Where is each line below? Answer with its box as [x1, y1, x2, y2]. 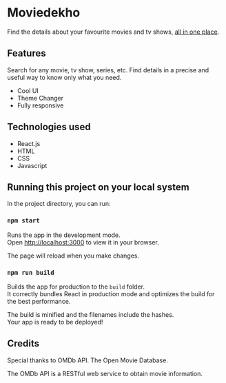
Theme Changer [17, 94, 64, 102]
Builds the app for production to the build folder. [7, 282, 145, 291]
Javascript [17, 161, 48, 169]
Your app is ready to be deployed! [7, 318, 103, 326]
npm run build [7, 269, 54, 276]
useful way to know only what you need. [7, 73, 122, 81]
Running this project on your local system [7, 181, 189, 193]
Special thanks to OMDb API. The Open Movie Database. [7, 356, 169, 364]
